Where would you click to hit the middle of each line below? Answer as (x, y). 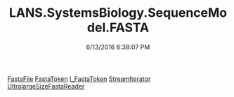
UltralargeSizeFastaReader (46, 86)
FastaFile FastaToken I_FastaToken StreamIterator (79, 79)
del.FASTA (118, 28)
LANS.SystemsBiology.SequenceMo (118, 13)
